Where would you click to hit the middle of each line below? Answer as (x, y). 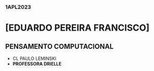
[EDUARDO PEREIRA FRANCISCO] (78, 28)
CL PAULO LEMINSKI (34, 58)
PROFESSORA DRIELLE (37, 63)
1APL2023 (18, 7)
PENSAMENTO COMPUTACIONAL (59, 46)
